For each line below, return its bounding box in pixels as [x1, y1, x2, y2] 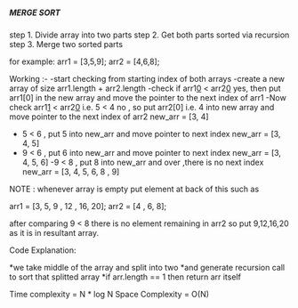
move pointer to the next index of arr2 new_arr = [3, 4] [9, 111, 209, 122]
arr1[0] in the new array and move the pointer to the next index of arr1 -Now [9, 92, 286, 102]
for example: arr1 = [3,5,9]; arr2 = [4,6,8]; [9, 56, 160, 67]
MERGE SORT [9, 7, 60, 18]
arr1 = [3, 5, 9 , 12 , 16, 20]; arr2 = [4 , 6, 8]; [9, 200, 167, 211]
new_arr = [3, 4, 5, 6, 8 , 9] [21, 166, 120, 177]
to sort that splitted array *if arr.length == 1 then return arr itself [9, 272, 242, 282]
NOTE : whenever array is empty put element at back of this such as [9, 183, 260, 194]
